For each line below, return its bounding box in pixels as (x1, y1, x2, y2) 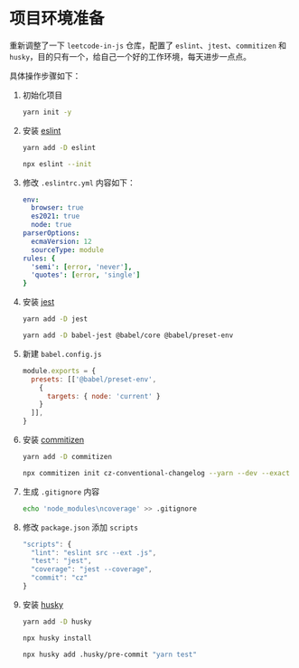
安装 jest (22, 296, 55, 307)
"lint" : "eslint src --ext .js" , (31, 548, 157, 557)
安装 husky (22, 598, 64, 610)
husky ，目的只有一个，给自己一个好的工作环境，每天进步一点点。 (9, 51, 251, 61)
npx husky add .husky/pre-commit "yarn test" (22, 650, 197, 659)
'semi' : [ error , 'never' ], (31, 262, 133, 271)
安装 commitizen (22, 435, 84, 446)
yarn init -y (22, 108, 72, 117)
